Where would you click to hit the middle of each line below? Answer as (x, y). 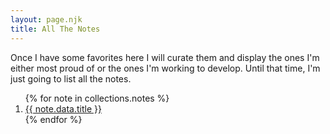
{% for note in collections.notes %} (97, 98)
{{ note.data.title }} (63, 108)
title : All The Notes (55, 29)
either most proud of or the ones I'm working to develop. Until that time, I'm (165, 68)
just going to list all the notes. (71, 78)
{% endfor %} (53, 119)
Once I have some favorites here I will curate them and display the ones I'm (165, 57)
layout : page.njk (46, 19)
